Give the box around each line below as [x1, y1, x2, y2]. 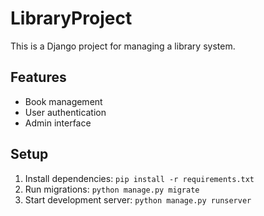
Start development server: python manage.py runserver [24, 193, 252, 206]
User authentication [24, 106, 107, 118]
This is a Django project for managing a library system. [10, 40, 236, 52]
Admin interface [24, 117, 92, 129]
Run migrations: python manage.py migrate [24, 183, 200, 195]
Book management [24, 95, 103, 107]
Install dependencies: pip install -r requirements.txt [24, 172, 255, 184]
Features [10, 69, 67, 86]
